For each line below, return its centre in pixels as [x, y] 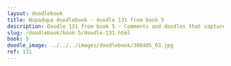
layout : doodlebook [35, 13]
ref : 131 [20, 52]
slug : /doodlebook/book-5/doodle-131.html [69, 33]
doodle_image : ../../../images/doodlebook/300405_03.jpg [90, 45]
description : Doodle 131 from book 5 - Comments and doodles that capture [117, 26]
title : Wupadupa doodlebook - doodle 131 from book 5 [86, 20]
